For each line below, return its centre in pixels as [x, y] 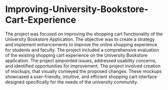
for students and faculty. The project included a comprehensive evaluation [82, 50]
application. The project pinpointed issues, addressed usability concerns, [81, 60]
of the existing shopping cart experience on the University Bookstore [76, 55]
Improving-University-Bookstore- [77, 9]
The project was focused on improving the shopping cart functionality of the [84, 34]
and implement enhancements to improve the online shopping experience [81, 44]
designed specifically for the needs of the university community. [72, 82]
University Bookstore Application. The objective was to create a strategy [80, 39]
